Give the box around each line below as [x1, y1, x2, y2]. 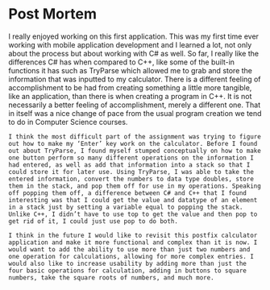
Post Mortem [8, 5, 98, 23]
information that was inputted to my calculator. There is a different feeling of [8, 74, 261, 84]
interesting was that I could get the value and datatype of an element [8, 196, 258, 204]
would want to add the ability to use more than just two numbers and [8, 245, 251, 254]
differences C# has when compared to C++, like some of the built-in [8, 57, 235, 67]
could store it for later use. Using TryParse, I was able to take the [8, 168, 254, 176]
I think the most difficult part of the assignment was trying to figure [8, 132, 262, 141]
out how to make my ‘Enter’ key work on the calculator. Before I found [8, 139, 258, 147]
